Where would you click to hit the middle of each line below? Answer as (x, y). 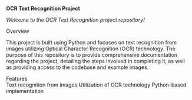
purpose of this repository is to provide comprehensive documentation (92, 55)
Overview (18, 31)
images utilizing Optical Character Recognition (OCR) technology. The (91, 49)
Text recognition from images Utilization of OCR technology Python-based (96, 85)
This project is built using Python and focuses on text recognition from (92, 42)
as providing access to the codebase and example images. (77, 67)
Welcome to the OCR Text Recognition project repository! (76, 20)
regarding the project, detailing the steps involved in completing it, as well (96, 61)
